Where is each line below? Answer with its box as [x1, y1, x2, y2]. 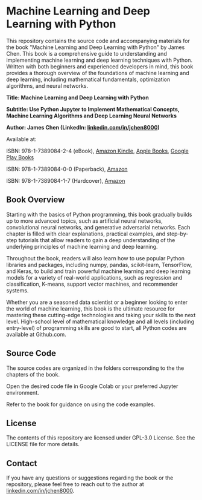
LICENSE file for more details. [6, 441, 80, 448]
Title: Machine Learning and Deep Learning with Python [6, 94, 149, 101]
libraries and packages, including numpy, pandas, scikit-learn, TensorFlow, [6, 261, 192, 268]
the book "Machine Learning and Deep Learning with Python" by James [6, 44, 185, 51]
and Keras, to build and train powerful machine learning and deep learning [6, 268, 191, 275]
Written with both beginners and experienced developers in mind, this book [6, 62, 194, 70]
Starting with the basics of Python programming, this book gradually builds [6, 211, 192, 218]
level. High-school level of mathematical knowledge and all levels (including [6, 318, 195, 325]
